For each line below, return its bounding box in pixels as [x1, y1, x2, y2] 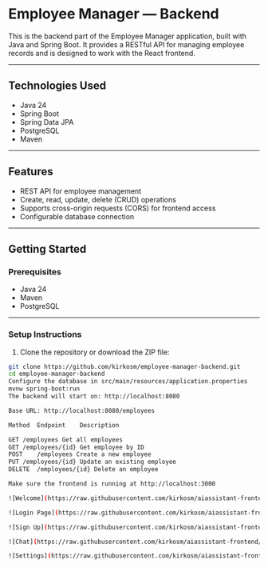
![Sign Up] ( [8, 523, 48, 531]
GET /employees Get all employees [8, 435, 124, 444]
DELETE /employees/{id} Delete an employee [8, 466, 159, 474]
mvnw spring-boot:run [8, 385, 81, 393]
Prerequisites [8, 266, 61, 277]
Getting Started [8, 242, 87, 256]
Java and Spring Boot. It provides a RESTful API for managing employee [8, 39, 245, 49]
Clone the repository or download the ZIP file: [19, 347, 170, 357]
